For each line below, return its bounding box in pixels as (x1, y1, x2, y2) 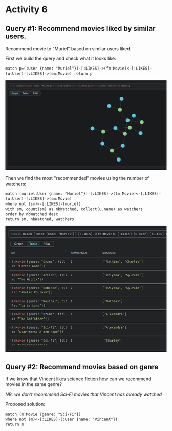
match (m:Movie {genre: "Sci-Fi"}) (5, 412, 81, 417)
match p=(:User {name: (5, 66, 54, 71)
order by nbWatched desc (5, 212, 58, 217)
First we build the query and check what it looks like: (5, 55, 116, 61)
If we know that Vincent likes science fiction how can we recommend (5, 376, 152, 382)
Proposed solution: (5, 401, 45, 407)
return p (74, 71, 93, 76)
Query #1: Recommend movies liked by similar (5, 24, 156, 33)
